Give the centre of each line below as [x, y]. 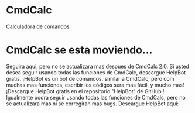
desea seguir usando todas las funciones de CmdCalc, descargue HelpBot [96, 72]
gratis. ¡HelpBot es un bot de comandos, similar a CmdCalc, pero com [90, 78]
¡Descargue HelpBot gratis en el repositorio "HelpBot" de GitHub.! [85, 91]
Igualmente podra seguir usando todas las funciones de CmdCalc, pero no [96, 97]
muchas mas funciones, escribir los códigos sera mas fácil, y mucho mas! [95, 85]
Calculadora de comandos [38, 26]
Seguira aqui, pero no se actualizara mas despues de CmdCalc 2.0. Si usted [97, 66]
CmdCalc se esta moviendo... [79, 50]
